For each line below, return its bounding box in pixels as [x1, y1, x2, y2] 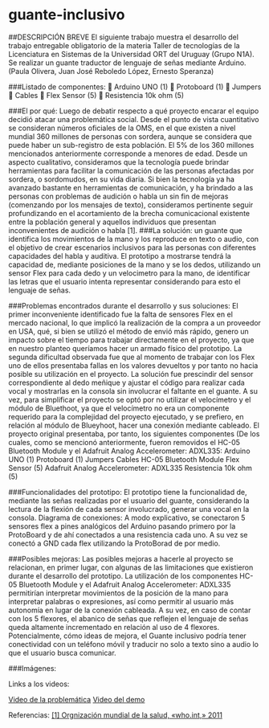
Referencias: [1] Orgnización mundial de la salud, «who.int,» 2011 [8, 710, 223, 720]
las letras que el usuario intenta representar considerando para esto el [8, 276, 241, 286]
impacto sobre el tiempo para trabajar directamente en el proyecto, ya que [8, 335, 255, 345]
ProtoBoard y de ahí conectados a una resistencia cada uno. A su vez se [8, 530, 248, 539]
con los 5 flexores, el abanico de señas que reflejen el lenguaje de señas [8, 613, 249, 624]
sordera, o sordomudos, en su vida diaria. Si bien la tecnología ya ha [8, 174, 235, 184]
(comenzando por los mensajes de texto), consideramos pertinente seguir [8, 199, 254, 210]
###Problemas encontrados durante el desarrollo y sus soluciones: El [8, 301, 238, 310]
